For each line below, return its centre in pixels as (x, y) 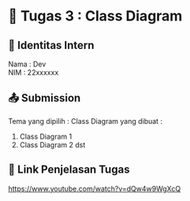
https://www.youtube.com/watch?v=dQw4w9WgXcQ (95, 188)
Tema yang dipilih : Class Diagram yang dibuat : (86, 121)
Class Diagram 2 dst (52, 144)
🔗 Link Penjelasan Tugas (69, 170)
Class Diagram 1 (46, 136)
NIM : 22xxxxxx (34, 73)
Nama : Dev (27, 64)
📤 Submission (45, 98)
